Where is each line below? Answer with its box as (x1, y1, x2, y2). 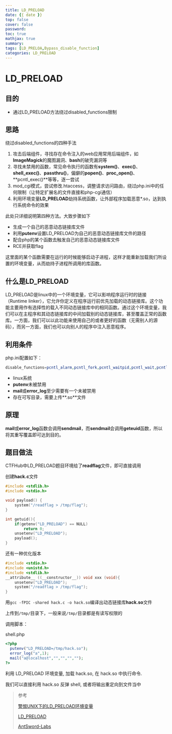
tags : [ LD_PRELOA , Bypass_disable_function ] (5, 46, 100, 51)
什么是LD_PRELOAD (5, 277, 69, 285)
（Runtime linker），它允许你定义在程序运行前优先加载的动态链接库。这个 (5, 298, 159, 304)
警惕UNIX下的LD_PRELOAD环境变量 (17, 703, 94, 709)
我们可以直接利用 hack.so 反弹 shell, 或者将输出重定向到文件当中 (5, 681, 142, 687)
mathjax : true (5, 36, 36, 42)
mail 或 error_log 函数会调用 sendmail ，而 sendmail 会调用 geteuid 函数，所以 (5, 425, 163, 431)
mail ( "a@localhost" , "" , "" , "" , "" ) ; (10, 655, 83, 661)
